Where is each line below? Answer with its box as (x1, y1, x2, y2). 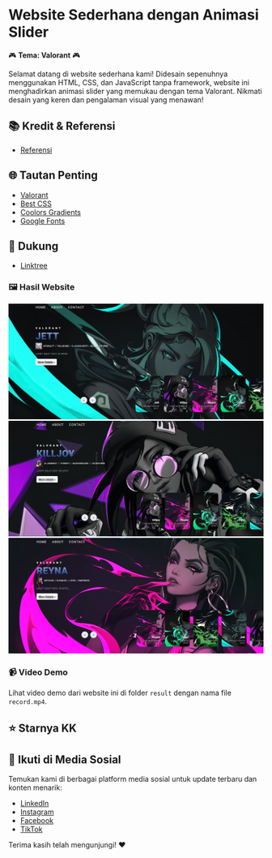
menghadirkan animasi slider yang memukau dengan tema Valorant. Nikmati (8, 86, 262, 96)
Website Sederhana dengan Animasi (8, 6, 259, 24)
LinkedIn (19, 799, 49, 809)
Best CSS (19, 199, 53, 208)
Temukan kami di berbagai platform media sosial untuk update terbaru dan (8, 774, 257, 784)
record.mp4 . (8, 697, 47, 706)
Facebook (19, 816, 54, 826)
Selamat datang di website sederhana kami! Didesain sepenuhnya (8, 69, 228, 79)
